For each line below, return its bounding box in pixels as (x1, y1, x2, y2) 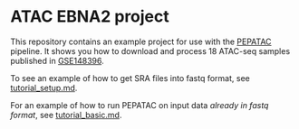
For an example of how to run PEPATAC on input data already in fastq (10, 99, 269, 110)
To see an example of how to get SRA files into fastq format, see (10, 72, 250, 83)
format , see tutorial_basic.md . (10, 109, 122, 120)
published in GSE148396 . (10, 55, 104, 66)
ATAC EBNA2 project (10, 6, 170, 27)
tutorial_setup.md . (10, 82, 78, 93)
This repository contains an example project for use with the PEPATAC (10, 36, 272, 47)
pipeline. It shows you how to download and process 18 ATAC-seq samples (10, 45, 291, 56)
